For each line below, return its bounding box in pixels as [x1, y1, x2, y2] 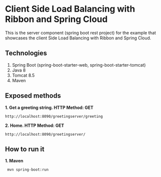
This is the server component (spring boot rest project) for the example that [5, 30, 156, 35]
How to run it [5, 145, 45, 153]
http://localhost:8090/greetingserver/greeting [5, 114, 103, 119]
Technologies [5, 49, 48, 57]
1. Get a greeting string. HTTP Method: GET [5, 105, 94, 110]
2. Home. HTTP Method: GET [5, 123, 64, 128]
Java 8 [12, 67, 26, 73]
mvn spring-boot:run [7, 167, 49, 172]
